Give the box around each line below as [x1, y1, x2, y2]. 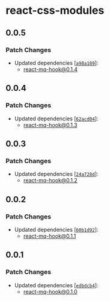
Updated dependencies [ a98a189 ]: [14, 59, 99, 66]
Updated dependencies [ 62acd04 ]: [14, 115, 99, 122]
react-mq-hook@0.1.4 [23, 66, 78, 73]
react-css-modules [5, 4, 105, 17]
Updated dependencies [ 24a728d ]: [14, 170, 99, 178]
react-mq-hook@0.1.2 [23, 177, 78, 184]
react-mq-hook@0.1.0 [23, 288, 78, 295]
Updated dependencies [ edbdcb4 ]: [14, 281, 99, 289]
